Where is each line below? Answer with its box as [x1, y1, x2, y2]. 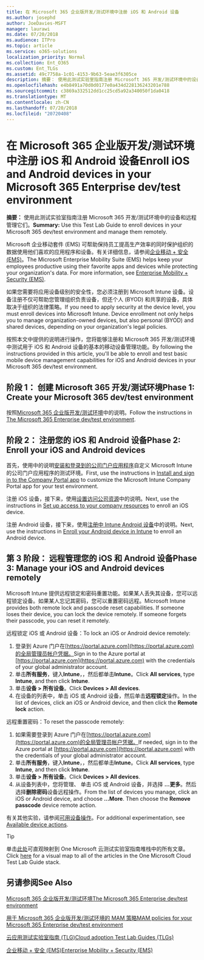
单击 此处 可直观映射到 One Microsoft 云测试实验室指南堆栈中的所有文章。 [6, 845, 189, 852]
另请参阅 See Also [6, 877, 73, 888]
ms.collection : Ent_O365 [6, 60, 69, 66]
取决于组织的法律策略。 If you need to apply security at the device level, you [6, 303, 196, 310]
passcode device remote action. [15, 801, 97, 809]
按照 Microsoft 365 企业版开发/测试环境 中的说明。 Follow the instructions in [6, 409, 192, 416]
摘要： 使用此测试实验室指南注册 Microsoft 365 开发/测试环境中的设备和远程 [6, 214, 197, 221]
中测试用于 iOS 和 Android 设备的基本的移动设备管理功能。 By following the [6, 343, 193, 351]
